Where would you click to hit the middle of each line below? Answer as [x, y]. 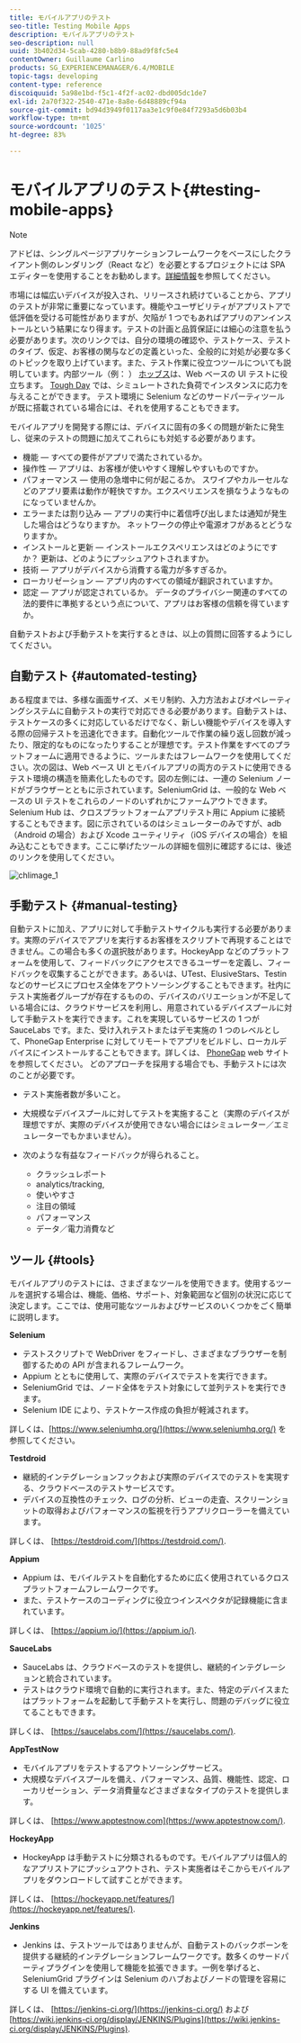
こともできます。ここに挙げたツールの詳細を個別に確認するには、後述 [162, 845]
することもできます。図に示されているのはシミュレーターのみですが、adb [146, 823]
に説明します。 [37, 1317]
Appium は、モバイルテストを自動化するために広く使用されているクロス [156, 1577]
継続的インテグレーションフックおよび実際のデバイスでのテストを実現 [152, 1477]
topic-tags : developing [54, 77]
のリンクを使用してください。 [64, 857]
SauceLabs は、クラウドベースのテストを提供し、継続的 [127, 1668]
